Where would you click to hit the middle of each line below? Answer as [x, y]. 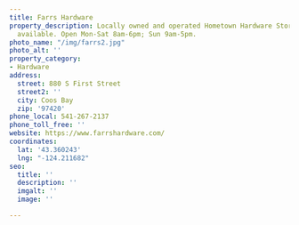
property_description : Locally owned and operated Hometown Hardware [141, 26]
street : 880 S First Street [69, 84]
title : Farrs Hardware [51, 17]
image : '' [35, 200]
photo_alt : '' [36, 51]
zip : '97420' [41, 108]
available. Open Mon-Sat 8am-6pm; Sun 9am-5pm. [107, 34]
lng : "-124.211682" [53, 158]
